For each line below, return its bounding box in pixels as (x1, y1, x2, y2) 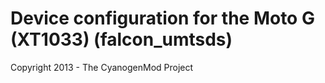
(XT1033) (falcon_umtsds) (10, 28, 233, 51)
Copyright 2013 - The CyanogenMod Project (10, 61, 194, 73)
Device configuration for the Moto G (10, 7, 315, 30)
